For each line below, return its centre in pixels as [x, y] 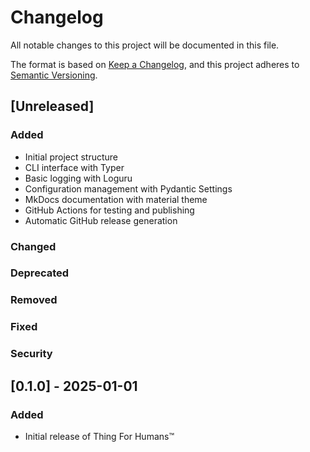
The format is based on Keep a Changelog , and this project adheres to [155, 64]
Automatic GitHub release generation [101, 220]
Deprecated [40, 273]
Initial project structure [71, 157]
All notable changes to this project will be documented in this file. [145, 45]
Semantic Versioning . [54, 75]
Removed [34, 300]
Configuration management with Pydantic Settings [128, 188]
